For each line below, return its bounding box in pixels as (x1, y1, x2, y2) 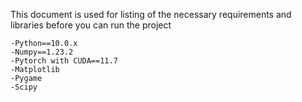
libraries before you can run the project (10, 19, 172, 31)
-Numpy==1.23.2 (10, 47, 74, 57)
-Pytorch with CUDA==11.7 (10, 56, 118, 66)
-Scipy (10, 82, 38, 92)
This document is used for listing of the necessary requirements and (10, 9, 292, 20)
